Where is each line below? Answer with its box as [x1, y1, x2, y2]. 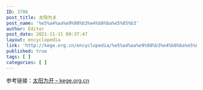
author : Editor [6, 25, 45, 32]
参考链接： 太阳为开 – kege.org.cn [6, 77, 89, 84]
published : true [6, 48, 47, 54]
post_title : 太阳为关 [6, 14, 57, 21]
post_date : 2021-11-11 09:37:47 [6, 31, 88, 37]
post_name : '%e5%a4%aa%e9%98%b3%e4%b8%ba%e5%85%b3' [6, 20, 139, 26]
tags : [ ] [6, 54, 31, 60]
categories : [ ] [6, 59, 47, 65]
